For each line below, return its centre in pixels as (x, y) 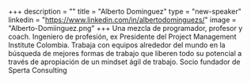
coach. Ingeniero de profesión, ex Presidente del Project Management (122, 36)
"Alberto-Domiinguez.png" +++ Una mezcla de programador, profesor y (125, 28)
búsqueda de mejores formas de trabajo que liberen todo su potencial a (125, 53)
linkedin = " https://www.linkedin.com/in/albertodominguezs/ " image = (122, 20)
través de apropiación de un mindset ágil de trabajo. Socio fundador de (124, 62)
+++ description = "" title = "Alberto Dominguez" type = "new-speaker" (125, 11)
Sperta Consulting (38, 70)
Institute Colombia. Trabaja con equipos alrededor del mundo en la (117, 45)
